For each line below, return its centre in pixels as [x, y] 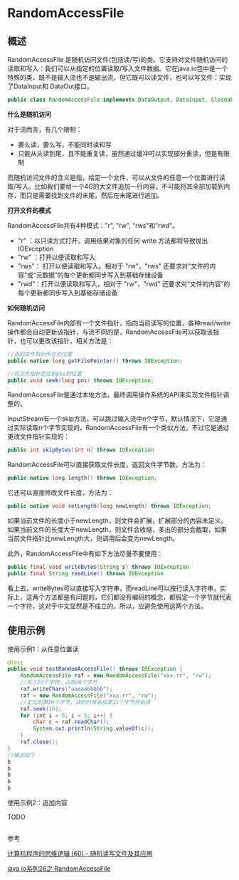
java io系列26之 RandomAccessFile [59, 869]
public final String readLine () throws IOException [85, 573]
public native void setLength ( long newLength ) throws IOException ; [110, 506]
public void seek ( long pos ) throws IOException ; [81, 380]
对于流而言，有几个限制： [45, 129]
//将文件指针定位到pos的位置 [44, 374]
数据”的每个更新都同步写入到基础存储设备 [103, 275]
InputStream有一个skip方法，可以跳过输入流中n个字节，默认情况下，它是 [114, 419]
